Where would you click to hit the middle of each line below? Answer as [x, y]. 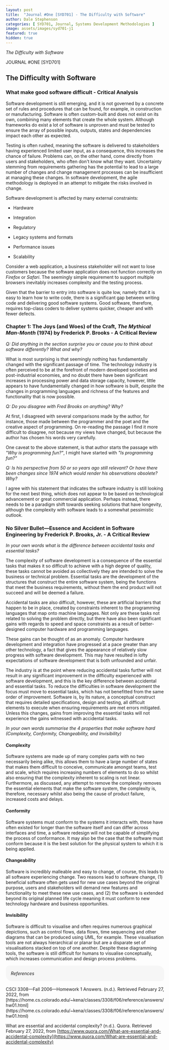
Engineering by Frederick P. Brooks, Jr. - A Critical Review [78, 534]
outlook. [14, 515]
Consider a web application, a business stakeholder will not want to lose [80, 266]
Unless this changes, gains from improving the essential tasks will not [78, 713]
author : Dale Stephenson [32, 19]
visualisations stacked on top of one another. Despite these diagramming [81, 948]
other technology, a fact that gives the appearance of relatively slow [76, 650]
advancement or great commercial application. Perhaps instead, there [78, 499]
